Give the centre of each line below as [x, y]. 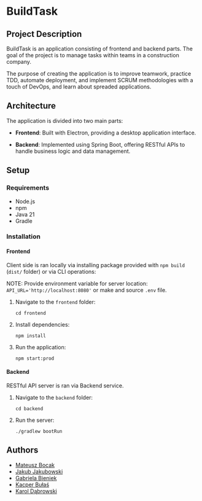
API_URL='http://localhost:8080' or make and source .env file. [87, 290]
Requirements [28, 188]
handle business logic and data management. [73, 151]
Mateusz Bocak [35, 465]
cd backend [29, 409]
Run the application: [41, 347]
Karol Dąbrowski [36, 491]
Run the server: [35, 420]
